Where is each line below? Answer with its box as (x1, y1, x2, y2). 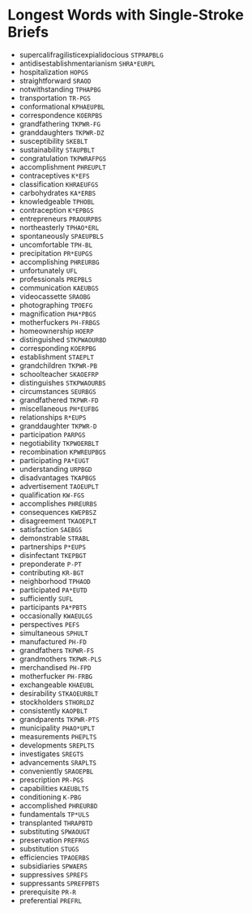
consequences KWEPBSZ (19, 507, 96, 517)
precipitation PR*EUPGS (19, 248, 93, 257)
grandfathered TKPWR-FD (19, 395, 99, 405)
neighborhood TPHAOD (19, 576, 91, 586)
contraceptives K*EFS (19, 171, 90, 180)
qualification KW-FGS (19, 490, 85, 500)
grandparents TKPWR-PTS (19, 714, 100, 724)
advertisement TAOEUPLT (19, 481, 99, 491)
